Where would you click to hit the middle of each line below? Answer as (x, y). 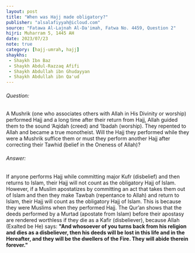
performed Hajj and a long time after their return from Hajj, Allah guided (92, 120)
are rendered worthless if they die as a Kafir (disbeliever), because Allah (93, 220)
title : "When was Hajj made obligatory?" (57, 17)
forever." (17, 245)
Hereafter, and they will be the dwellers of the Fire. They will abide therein (97, 238)
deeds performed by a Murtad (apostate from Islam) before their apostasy (95, 214)
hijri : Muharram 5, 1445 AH (40, 33)
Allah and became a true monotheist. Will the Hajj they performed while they (98, 132)
